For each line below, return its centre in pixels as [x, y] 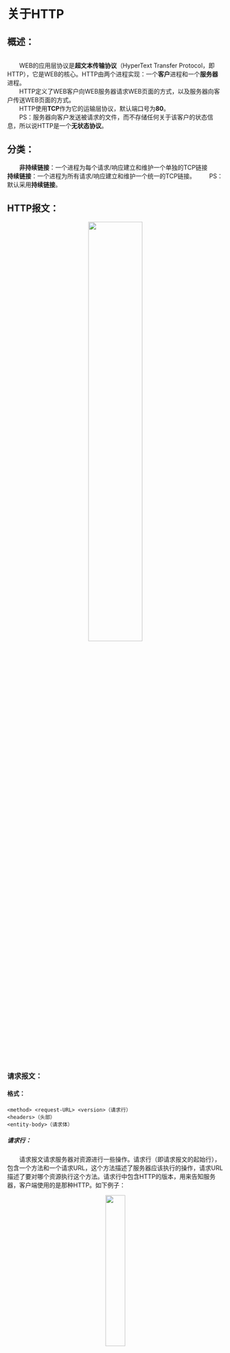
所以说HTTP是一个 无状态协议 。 [63, 126]
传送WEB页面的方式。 [44, 100]
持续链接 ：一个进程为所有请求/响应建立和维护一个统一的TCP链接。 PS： [115, 175]
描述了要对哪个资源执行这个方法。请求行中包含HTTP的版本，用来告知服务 [112, 1176]
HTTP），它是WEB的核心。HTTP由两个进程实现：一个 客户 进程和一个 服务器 [113, 74]
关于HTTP [36, 14]
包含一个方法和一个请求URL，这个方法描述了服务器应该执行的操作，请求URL [115, 1168]
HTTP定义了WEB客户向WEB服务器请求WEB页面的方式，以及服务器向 [117, 91]
